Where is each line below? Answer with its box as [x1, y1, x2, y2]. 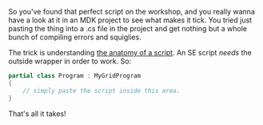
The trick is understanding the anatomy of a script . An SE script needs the [8, 48, 252, 57]
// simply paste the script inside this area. [22, 87, 181, 95]
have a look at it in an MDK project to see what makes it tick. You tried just [8, 15, 253, 25]
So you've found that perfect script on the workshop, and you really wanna [8, 7, 256, 16]
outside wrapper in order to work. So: [8, 56, 132, 66]
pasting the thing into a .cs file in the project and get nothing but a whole [8, 24, 248, 33]
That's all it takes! [8, 108, 66, 119]
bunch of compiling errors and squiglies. [8, 32, 141, 42]
